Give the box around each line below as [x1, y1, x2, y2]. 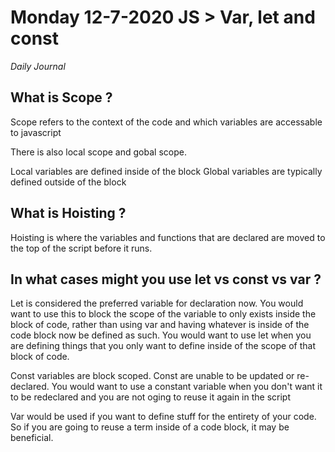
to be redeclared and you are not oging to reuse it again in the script [10, 391, 291, 403]
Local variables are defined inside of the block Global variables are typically [10, 165, 323, 177]
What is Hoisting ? [10, 205, 127, 222]
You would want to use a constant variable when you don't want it [51, 381, 323, 393]
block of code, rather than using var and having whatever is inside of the [10, 319, 310, 331]
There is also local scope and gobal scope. [10, 146, 187, 158]
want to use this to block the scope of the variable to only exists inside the [10, 308, 317, 320]
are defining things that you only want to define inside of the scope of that [10, 340, 316, 352]
